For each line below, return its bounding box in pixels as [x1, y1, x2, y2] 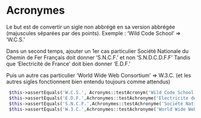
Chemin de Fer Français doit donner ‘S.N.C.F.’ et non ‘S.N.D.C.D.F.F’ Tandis [6, 54, 191, 61]
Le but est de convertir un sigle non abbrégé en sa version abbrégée [6, 23, 175, 30]
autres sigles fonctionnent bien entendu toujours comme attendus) [6, 78, 170, 85]
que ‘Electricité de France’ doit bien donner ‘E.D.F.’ [6, 60, 130, 67]
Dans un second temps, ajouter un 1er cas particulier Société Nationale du [6, 47, 189, 54]
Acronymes [6, 4, 65, 17]
